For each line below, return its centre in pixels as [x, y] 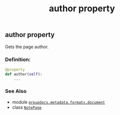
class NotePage [27, 107]
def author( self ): [24, 74]
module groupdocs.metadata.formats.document [59, 102]
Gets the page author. [27, 47]
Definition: [18, 59]
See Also [16, 91]
